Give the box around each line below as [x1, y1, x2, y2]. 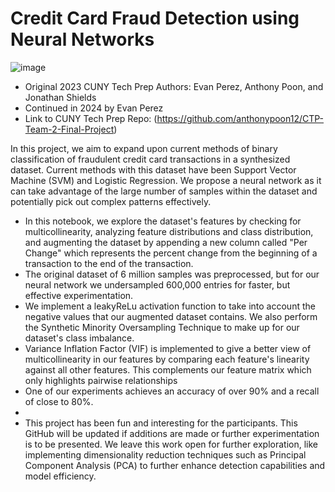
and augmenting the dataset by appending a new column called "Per [24, 236, 308, 248]
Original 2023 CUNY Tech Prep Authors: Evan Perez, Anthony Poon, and [24, 80, 324, 92]
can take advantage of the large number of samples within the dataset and [10, 185, 318, 197]
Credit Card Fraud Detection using [10, 7, 300, 30]
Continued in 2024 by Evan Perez [24, 102, 164, 114]
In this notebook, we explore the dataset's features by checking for [24, 215, 302, 227]
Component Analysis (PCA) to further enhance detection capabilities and [24, 459, 326, 471]
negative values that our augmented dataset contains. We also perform [24, 310, 318, 322]
